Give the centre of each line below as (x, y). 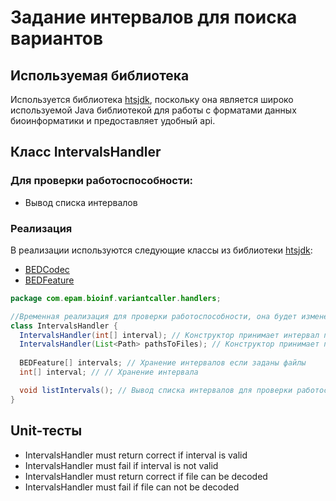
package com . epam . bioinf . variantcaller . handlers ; (116, 298)
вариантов (57, 38)
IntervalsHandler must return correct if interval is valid (136, 455)
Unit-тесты (46, 431)
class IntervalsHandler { (64, 326)
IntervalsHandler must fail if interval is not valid (121, 465)
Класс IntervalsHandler (86, 152)
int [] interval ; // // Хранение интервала (109, 372)
